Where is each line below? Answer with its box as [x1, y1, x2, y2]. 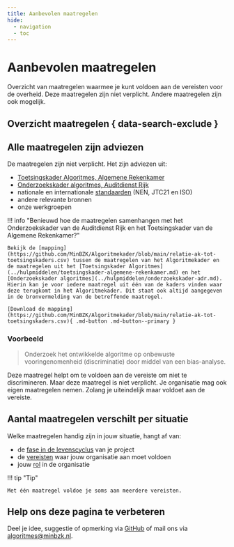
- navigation [13, 23, 52, 30]
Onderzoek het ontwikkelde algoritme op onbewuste [24, 350, 175, 358]
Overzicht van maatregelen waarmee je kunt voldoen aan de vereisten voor [7, 83, 223, 91]
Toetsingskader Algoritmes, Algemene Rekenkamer [17, 174, 165, 182]
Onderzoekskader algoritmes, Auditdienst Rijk [17, 180, 149, 189]
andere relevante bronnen [17, 196, 92, 204]
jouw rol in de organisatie [17, 460, 91, 468]
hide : [7, 17, 23, 24]
